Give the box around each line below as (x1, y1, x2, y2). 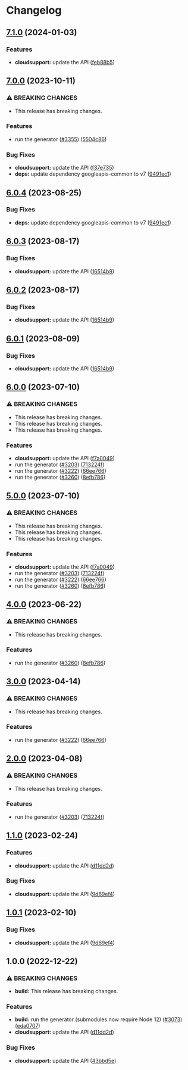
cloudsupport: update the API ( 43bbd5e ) (14, 1057, 117, 1064)
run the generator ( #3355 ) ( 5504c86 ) (14, 135, 107, 143)
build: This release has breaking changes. (14, 988, 118, 995)
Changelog (6, 4, 62, 17)
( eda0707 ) (14, 1022, 40, 1030)
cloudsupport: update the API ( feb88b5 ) (14, 58, 115, 65)
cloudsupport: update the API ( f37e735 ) (14, 164, 114, 171)
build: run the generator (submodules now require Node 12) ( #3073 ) (14, 1016, 183, 1023)
